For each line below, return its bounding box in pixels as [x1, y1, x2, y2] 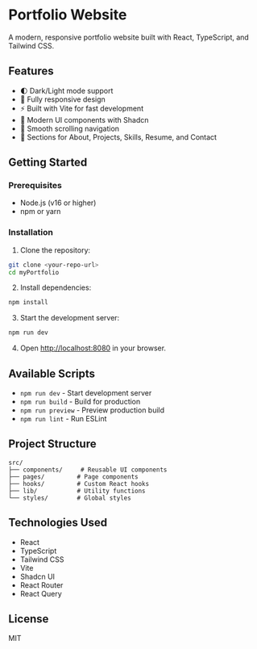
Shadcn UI [19, 572, 55, 581]
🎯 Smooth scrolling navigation [19, 124, 119, 133]
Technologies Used [8, 516, 107, 530]
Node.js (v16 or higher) [19, 198, 97, 207]
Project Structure [8, 438, 97, 451]
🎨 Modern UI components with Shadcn [19, 115, 149, 124]
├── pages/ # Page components [8, 472, 139, 481]
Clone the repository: [19, 245, 91, 255]
